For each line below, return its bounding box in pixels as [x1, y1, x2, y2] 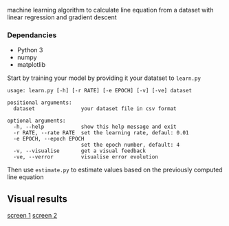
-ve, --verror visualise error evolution [13, 154, 158, 161]
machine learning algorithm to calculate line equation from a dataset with [7, 6, 214, 14]
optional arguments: [7, 117, 67, 125]
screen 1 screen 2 [7, 212, 58, 220]
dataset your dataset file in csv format [13, 105, 177, 112]
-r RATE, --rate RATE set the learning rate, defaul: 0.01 [13, 130, 189, 136]
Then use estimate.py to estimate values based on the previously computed [7, 165, 223, 174]
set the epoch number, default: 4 [80, 141, 180, 149]
